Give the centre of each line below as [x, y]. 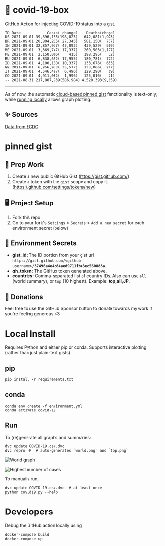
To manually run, [22, 479]
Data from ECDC [22, 126]
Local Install [30, 334]
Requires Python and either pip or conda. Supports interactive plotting [76, 347]
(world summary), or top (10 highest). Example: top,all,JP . [71, 281]
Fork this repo [26, 217]
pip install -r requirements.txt [39, 379]
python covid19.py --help [31, 492]
